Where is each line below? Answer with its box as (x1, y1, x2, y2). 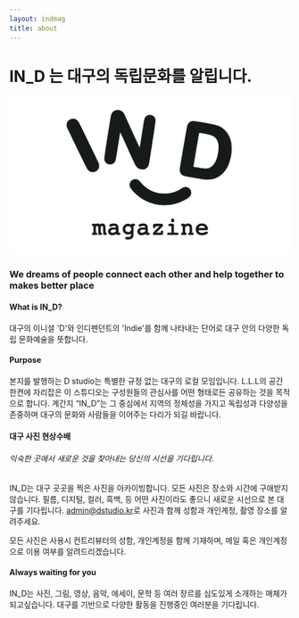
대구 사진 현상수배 (9, 431, 71, 441)
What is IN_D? (9, 301, 62, 312)
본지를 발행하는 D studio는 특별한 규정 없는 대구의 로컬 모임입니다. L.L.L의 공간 (9, 375, 284, 386)
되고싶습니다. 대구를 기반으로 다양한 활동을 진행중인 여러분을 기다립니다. (9, 598, 260, 610)
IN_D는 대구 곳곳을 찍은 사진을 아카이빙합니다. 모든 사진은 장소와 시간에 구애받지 (9, 482, 288, 493)
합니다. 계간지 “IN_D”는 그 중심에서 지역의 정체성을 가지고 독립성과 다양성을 (25, 398, 288, 408)
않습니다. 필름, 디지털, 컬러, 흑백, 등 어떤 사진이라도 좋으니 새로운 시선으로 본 (9, 493, 275, 504)
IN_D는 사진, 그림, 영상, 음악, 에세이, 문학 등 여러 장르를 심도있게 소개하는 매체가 (9, 588, 287, 598)
